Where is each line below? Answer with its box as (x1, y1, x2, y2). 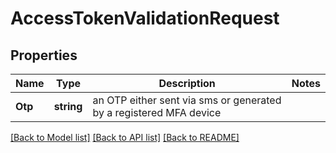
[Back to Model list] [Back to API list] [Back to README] (10, 132, 240, 143)
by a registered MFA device (92, 106, 222, 119)
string (53, 100, 83, 113)
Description (158, 77, 216, 90)
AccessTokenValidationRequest (10, 7, 280, 30)
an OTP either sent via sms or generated (92, 93, 282, 107)
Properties (10, 47, 78, 64)
